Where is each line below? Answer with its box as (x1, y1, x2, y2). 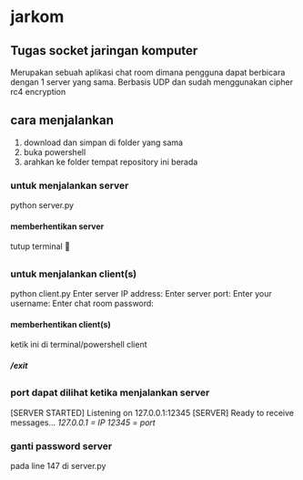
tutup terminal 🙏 (10, 241, 71, 252)
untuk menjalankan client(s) (10, 267, 137, 280)
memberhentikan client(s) (10, 318, 112, 329)
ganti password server (10, 440, 113, 453)
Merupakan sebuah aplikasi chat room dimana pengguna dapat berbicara (10, 67, 286, 78)
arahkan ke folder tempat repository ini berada (23, 156, 198, 167)
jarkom (10, 6, 65, 27)
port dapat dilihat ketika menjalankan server (10, 386, 210, 399)
